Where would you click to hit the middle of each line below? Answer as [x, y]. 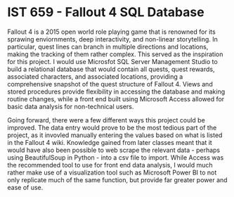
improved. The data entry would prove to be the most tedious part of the [112, 127]
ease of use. [25, 187]
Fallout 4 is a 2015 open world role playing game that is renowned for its [111, 32]
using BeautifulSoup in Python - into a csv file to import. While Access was [116, 157]
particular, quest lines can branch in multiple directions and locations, [108, 46]
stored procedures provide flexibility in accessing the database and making [116, 91]
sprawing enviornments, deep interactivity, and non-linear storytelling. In [112, 39]
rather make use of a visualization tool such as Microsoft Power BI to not [112, 172]
